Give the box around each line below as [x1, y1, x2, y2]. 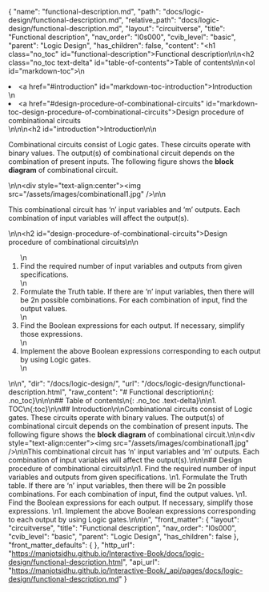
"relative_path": [125, 15, 177, 25]
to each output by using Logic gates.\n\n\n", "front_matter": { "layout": [8, 515, 240, 524]
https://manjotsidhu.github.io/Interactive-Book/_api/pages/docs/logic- [11, 566, 243, 575]
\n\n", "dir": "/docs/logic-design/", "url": [8, 379, 140, 388]
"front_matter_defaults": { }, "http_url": [8, 540, 135, 550]
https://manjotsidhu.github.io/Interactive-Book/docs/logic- [11, 549, 205, 558]
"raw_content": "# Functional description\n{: [68, 387, 215, 397]
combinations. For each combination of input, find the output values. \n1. [8, 490, 247, 498]
